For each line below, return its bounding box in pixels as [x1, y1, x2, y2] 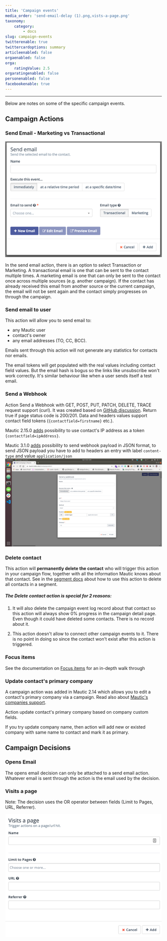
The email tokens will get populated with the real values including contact [5, 362, 156, 368]
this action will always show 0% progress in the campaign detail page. [12, 611, 157, 617]
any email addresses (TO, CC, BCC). [12, 338, 87, 344]
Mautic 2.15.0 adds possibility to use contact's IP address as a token [5, 427, 145, 433]
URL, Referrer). [5, 804, 36, 810]
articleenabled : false [5, 50, 52, 55]
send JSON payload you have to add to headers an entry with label [5, 448, 143, 454]
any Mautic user [12, 327, 46, 333]
